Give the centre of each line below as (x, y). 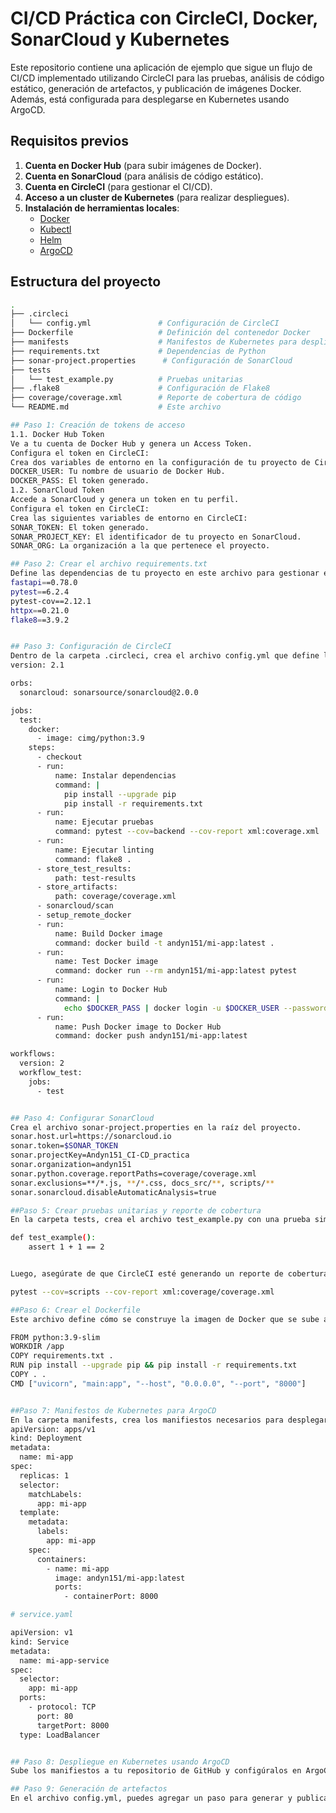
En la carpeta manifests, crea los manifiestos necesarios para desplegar (169, 1420)
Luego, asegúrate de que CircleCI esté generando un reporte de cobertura (169, 1274)
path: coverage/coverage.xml (115, 897)
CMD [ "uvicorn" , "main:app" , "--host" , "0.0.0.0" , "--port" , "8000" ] (158, 1383)
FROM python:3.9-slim (55, 1337)
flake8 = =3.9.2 (40, 620)
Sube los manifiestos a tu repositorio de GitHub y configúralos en (156, 1771)
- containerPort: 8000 (111, 1597)
